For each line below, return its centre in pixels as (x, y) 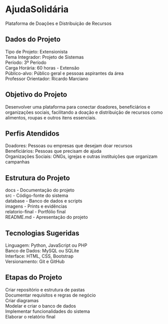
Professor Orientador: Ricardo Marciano (47, 78)
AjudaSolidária (37, 9)
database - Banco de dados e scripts (44, 201)
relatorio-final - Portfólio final (35, 212)
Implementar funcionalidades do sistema (48, 311)
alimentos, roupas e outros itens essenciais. (51, 117)
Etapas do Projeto (34, 278)
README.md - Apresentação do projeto (47, 217)
